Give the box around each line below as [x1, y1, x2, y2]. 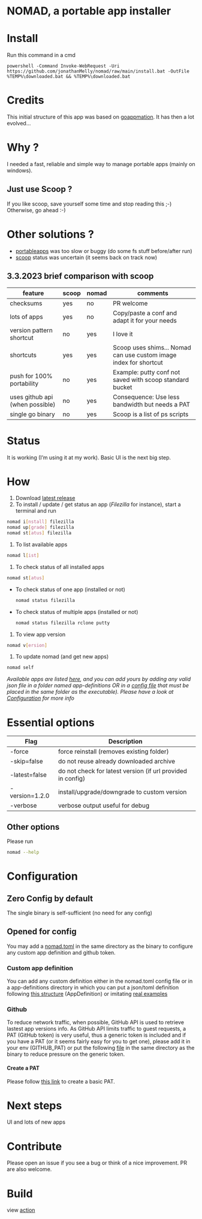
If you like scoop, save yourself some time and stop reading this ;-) [7, 200, 172, 207]
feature [22, 289, 44, 297]
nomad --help [7, 850, 40, 856]
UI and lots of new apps [7, 1118, 65, 1125]
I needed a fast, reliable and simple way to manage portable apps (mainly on [7, 161, 195, 167]
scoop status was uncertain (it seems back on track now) [15, 254, 158, 261]
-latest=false [10, 770, 47, 779]
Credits [7, 94, 44, 107]
